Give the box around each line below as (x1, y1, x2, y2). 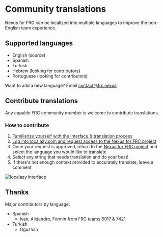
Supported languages (5, 39, 73, 48)
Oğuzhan (19, 226, 38, 232)
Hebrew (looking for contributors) (12, 68, 81, 74)
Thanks (5, 188, 29, 197)
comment (12, 164, 32, 170)
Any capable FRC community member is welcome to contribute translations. (5, 109, 159, 116)
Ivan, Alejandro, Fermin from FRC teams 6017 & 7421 (19, 216, 126, 222)
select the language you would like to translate (12, 149, 107, 155)
